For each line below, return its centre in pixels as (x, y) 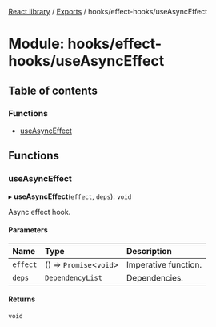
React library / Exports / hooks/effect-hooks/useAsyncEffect (108, 12)
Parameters (28, 230)
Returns (22, 299)
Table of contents (53, 90)
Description (149, 251)
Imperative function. (164, 264)
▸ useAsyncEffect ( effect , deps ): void (70, 196)
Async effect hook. (40, 212)
